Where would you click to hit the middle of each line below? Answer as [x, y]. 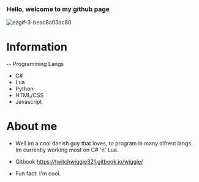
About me [32, 126]
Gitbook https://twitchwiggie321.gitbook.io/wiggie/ [79, 162]
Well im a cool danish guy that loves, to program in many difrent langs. [104, 144]
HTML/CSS [29, 95]
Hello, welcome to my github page [58, 9]
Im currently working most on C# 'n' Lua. [67, 150]
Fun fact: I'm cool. [38, 173]
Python [24, 89]
